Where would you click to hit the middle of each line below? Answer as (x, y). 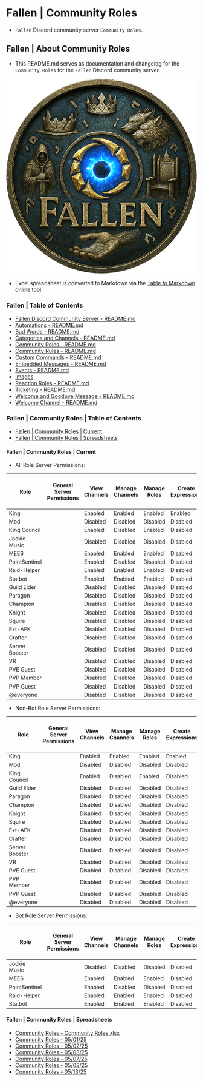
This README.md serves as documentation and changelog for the (97, 63)
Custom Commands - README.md (58, 357)
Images (24, 377)
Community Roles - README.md (56, 344)
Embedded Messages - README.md (61, 363)
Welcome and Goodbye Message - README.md (75, 396)
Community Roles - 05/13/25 (51, 1071)
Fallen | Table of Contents (45, 305)
